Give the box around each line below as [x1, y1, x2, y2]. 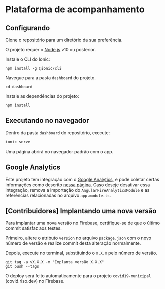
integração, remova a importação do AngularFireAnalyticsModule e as [5, 187, 150, 193]
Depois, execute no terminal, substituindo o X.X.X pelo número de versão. [5, 250, 158, 256]
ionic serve [5, 139, 30, 144]
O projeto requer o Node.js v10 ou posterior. [5, 47, 96, 52]
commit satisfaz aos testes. [5, 225, 62, 231]
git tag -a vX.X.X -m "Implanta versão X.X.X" [5, 260, 104, 265]
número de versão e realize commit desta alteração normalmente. [5, 240, 141, 246]
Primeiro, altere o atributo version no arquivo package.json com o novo [5, 235, 152, 241]
